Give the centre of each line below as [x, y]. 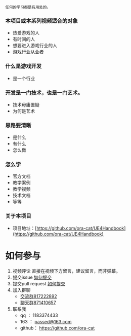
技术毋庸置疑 [26, 104]
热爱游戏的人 [26, 33]
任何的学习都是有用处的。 [28, 7]
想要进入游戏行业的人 [35, 46]
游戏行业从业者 [28, 52]
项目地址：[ [25, 228]
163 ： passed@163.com [46, 321]
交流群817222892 [38, 296]
